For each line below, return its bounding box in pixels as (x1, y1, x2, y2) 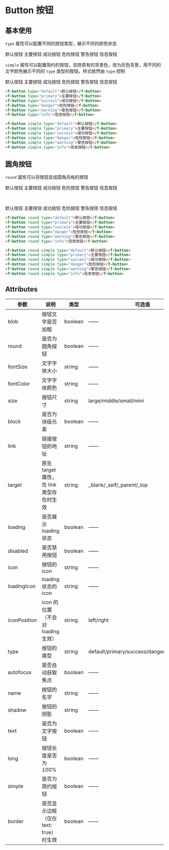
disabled (8, 547, 28, 554)
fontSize (8, 363, 28, 370)
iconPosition (8, 617, 37, 624)
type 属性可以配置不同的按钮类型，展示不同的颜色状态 (5, 41, 117, 46)
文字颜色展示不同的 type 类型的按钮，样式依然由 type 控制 (5, 68, 126, 74)
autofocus (8, 668, 32, 675)
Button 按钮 (5, 5, 54, 16)
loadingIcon (8, 582, 36, 589)
